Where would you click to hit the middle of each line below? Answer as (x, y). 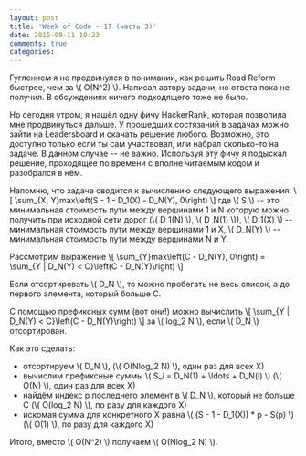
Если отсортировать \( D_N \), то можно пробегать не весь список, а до (150, 285)
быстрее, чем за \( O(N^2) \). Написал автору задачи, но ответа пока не (150, 88)
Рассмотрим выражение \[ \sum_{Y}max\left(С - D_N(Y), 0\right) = (137, 257)
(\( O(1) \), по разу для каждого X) (88, 424)
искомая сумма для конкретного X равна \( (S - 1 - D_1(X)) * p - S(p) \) (158, 415)
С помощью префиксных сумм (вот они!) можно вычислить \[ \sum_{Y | (150, 312)
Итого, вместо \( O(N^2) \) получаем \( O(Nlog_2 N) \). (114, 442)
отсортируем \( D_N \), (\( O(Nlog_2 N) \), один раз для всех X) (143, 367)
